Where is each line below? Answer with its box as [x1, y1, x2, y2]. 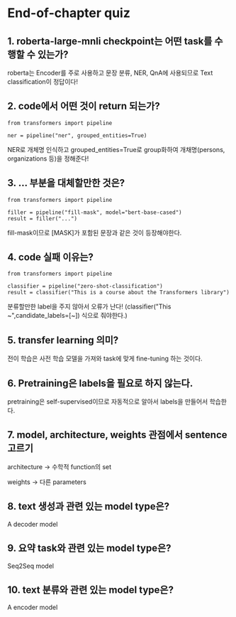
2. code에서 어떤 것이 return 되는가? [7, 100, 161, 112]
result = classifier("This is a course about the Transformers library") [7, 289, 230, 296]
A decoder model [7, 520, 58, 528]
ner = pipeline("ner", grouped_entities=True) [7, 132, 147, 139]
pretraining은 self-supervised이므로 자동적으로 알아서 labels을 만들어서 [7, 397, 208, 406]
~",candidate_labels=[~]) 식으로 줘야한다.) [7, 311, 128, 320]
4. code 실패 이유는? [7, 251, 94, 264]
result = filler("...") [7, 215, 78, 222]
